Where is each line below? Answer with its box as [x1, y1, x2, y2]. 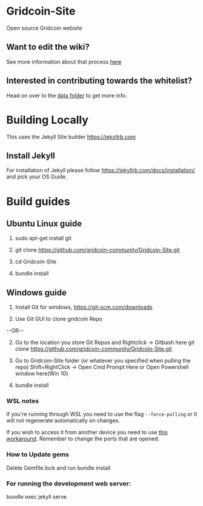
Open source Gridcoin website [6, 24, 82, 32]
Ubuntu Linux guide [6, 218, 82, 229]
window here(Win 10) [15, 370, 68, 377]
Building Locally [6, 113, 89, 127]
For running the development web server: [6, 479, 131, 488]
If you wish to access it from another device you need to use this [6, 429, 168, 436]
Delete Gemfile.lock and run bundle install [6, 464, 111, 471]
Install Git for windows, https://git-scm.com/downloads [15, 303, 153, 311]
